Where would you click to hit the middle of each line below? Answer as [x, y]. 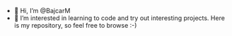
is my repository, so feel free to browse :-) [75, 25]
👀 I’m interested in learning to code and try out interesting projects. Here [119, 18]
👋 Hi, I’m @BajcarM [42, 11]
